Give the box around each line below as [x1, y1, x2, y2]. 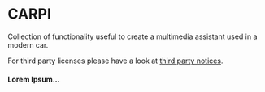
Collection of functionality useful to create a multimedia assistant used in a [7, 31, 258, 41]
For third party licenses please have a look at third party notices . [7, 56, 224, 65]
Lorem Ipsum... [7, 74, 60, 84]
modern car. [7, 40, 49, 49]
